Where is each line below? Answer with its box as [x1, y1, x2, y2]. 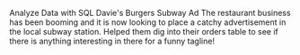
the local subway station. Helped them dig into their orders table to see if [9, 27, 278, 36]
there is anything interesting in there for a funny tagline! [9, 35, 216, 46]
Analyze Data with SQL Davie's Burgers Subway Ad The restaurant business [9, 8, 291, 18]
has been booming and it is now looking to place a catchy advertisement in [9, 17, 287, 27]
